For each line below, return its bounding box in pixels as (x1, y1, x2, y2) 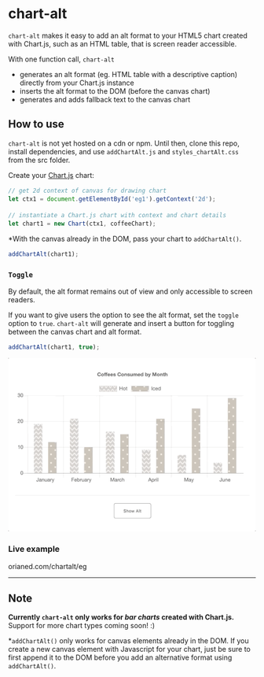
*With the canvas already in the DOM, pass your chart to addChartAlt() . (8, 234, 242, 244)
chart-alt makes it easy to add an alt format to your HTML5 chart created (8, 31, 247, 40)
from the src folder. (8, 155, 71, 165)
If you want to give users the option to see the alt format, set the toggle (8, 310, 240, 320)
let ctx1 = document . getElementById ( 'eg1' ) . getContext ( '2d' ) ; (8, 194, 216, 203)
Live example (8, 544, 60, 555)
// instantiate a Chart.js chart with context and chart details (8, 212, 226, 220)
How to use (8, 117, 64, 131)
